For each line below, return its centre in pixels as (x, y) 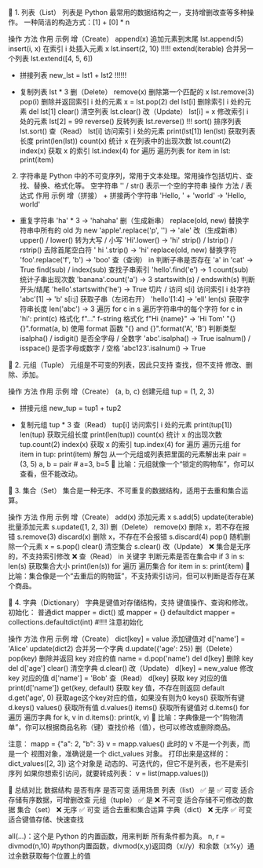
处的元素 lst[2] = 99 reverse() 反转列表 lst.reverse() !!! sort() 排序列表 (130, 121)
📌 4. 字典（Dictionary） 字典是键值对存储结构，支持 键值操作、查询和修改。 (130, 602)
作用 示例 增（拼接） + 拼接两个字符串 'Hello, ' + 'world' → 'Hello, (141, 195)
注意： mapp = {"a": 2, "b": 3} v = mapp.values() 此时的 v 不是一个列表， (126, 744)
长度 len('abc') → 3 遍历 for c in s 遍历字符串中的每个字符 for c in (138, 309)
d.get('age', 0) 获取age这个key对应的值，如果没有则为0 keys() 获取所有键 (126, 698)
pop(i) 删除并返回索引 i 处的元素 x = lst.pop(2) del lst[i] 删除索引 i (124, 102)
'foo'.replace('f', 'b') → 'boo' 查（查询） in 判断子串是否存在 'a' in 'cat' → (136, 260)
